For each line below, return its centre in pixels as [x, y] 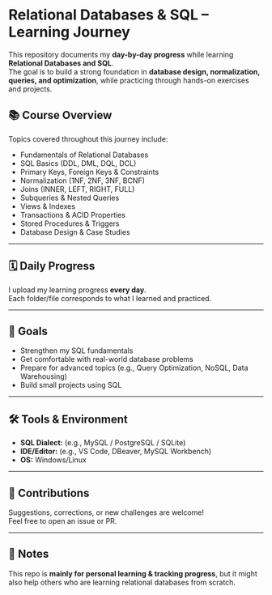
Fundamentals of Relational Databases [84, 155]
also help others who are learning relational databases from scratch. [122, 582]
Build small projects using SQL [71, 385]
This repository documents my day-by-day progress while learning [121, 54]
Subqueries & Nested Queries [70, 198]
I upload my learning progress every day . [78, 290]
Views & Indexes [47, 206]
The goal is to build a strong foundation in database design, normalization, [134, 71]
